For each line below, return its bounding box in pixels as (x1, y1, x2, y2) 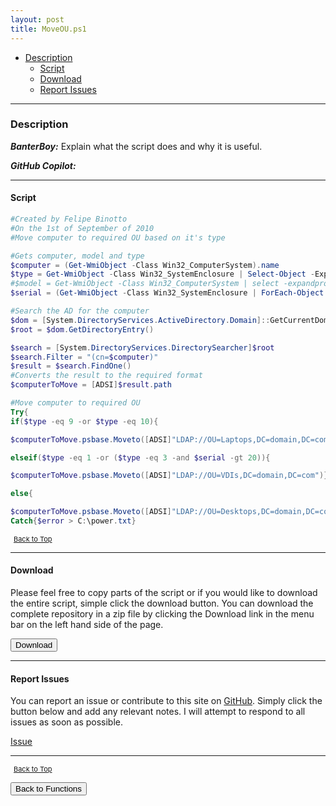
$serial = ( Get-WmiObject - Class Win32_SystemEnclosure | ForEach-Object (10, 288, 325, 298)
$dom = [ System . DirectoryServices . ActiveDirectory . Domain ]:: (10, 315, 271, 325)
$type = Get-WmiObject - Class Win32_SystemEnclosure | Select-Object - (10, 269, 315, 280)
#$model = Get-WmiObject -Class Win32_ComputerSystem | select (10, 279, 280, 289)
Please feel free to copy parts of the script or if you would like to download (10, 587, 318, 599)
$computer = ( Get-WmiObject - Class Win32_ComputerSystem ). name (10, 260, 280, 270)
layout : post (10, 14, 65, 25)
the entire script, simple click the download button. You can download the (10, 597, 314, 610)
